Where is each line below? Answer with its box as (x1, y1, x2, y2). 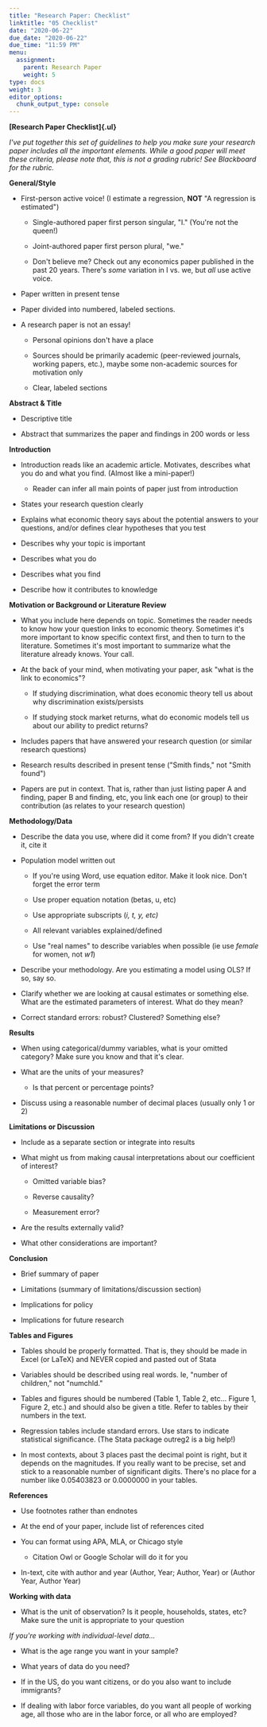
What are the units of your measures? (20, 1067, 144, 1077)
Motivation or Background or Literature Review (9, 600, 167, 610)
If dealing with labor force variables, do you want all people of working (20, 1701, 252, 1710)
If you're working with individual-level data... (9, 1631, 156, 1640)
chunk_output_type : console (16, 100, 110, 108)
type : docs (9, 78, 45, 86)
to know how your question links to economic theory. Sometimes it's (20, 624, 245, 634)
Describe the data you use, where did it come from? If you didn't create (20, 832, 255, 841)
